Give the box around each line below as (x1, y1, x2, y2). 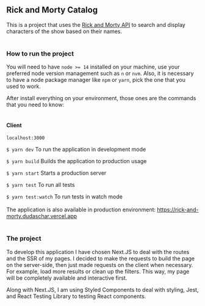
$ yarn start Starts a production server (6, 169, 107, 177)
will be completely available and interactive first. (6, 274, 128, 282)
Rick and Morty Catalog (6, 5, 98, 15)
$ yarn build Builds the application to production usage (6, 158, 147, 165)
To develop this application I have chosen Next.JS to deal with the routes (6, 248, 190, 255)
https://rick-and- (156, 206, 199, 213)
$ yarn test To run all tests (6, 181, 75, 189)
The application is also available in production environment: (6, 206, 156, 213)
